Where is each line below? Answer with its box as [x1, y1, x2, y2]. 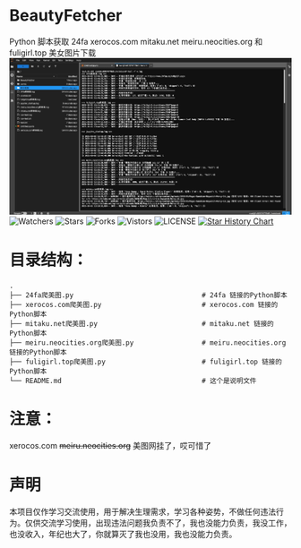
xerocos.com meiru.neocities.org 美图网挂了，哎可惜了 [9, 441, 212, 451]
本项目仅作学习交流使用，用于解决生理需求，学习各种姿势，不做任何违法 [9, 507, 276, 518]
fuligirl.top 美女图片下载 [9, 47, 97, 58]
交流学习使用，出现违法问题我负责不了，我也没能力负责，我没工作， [39, 518, 292, 528]
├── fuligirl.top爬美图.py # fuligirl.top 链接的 [9, 357, 282, 367]
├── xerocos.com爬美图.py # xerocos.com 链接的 [9, 301, 279, 310]
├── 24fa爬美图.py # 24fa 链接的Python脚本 [9, 291, 288, 300]
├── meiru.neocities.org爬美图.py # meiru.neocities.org [9, 338, 287, 347]
